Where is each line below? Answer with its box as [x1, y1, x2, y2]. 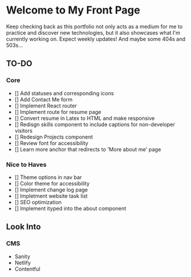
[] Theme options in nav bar [14, 174, 82, 181]
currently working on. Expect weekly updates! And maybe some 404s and [6, 35, 186, 42]
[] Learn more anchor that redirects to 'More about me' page [14, 146, 162, 153]
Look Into [6, 222, 41, 232]
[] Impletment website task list [14, 192, 88, 200]
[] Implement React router [14, 102, 78, 109]
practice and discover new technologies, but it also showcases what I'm [6, 29, 180, 36]
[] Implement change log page [14, 186, 88, 193]
